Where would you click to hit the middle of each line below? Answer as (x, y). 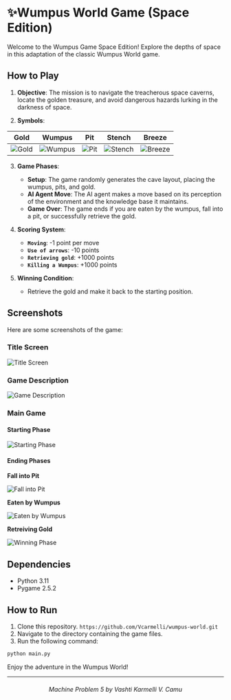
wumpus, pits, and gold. (62, 187)
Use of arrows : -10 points (63, 250)
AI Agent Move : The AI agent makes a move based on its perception (124, 194)
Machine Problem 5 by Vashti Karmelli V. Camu (115, 689)
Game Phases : (38, 166)
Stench (119, 137)
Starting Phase (29, 429)
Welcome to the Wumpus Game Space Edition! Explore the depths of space (114, 47)
